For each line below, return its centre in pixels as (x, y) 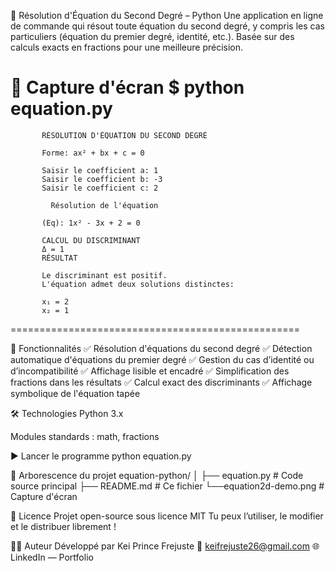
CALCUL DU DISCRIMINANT (91, 240)
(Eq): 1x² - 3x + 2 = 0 (91, 223)
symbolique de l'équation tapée (75, 393)
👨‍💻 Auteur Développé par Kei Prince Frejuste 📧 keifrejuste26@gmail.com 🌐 (165, 546)
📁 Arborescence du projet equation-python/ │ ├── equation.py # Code (157, 475)
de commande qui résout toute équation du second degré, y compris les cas (167, 26)
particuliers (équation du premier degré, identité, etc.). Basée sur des (152, 36)
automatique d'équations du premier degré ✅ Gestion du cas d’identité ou (162, 359)
